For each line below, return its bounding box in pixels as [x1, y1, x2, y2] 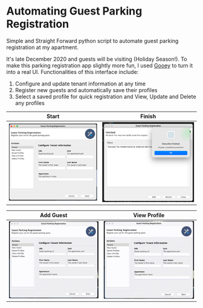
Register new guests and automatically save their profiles [14, 86, 158, 93]
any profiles [14, 99, 45, 107]
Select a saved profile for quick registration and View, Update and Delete [14, 93, 196, 100]
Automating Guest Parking [6, 4, 143, 18]
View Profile [132, 212, 165, 219]
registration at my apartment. [6, 44, 79, 51]
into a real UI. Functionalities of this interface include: [6, 68, 139, 75]
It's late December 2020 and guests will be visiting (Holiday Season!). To [6, 55, 187, 62]
